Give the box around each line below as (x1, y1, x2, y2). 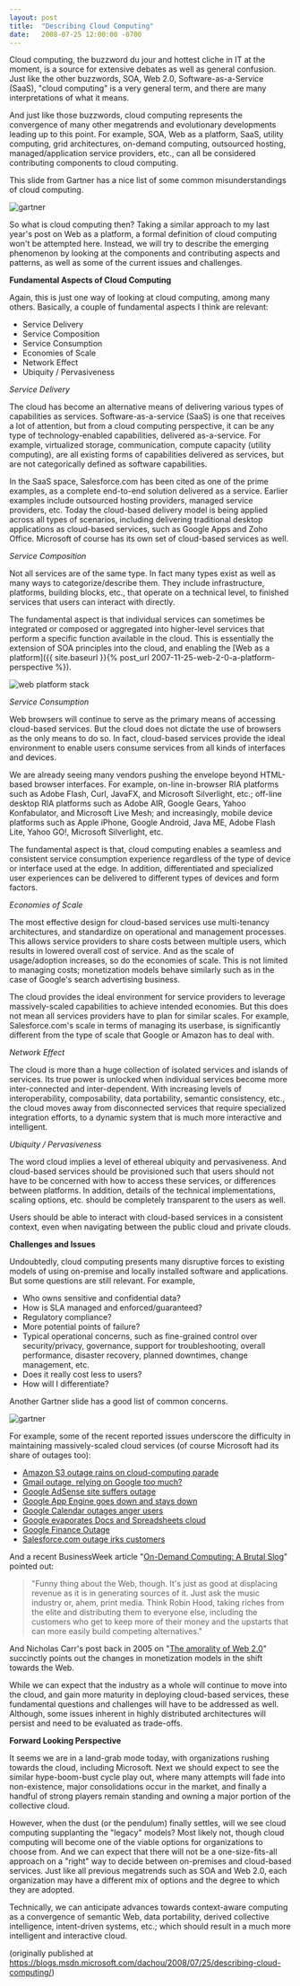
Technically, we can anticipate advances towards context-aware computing (9, 1902, 288, 1912)
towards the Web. (9, 1662, 74, 1674)
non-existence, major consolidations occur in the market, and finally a (9, 1781, 267, 1792)
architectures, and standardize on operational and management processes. (9, 926, 287, 938)
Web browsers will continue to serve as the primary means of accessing (9, 714, 276, 725)
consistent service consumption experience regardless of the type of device (9, 853, 291, 864)
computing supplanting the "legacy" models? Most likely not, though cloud (9, 1827, 285, 1838)
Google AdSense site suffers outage (21, 1486, 157, 1497)
